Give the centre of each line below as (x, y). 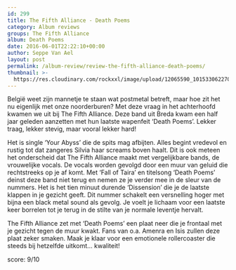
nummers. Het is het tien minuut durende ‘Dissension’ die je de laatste (108, 188)
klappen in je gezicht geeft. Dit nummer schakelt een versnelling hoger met (116, 195)
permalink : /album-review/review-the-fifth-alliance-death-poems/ (106, 66)
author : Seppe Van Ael (40, 53)
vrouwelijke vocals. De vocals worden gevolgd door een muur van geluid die (118, 165)
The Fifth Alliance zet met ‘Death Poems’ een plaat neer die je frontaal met (115, 224)
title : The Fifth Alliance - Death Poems (69, 20)
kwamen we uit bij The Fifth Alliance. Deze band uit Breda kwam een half (113, 114)
